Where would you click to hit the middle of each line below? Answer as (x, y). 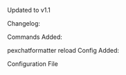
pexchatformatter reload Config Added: (63, 50)
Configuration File (33, 64)
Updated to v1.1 (29, 10)
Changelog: (24, 23)
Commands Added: (35, 37)
